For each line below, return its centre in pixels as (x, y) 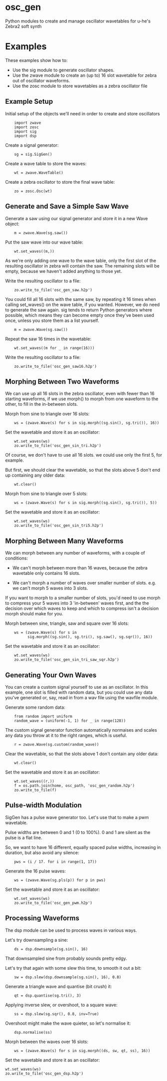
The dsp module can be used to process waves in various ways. (71, 930)
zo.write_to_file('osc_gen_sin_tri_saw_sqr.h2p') (67, 660)
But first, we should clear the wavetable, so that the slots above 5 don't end (83, 470)
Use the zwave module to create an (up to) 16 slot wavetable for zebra (84, 75)
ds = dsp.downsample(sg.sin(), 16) (51, 949)
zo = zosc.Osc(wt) (33, 191)
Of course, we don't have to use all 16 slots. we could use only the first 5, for (84, 455)
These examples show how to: (36, 60)
